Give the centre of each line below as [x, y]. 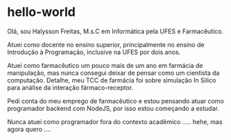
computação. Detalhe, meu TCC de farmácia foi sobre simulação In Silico [112, 80]
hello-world [42, 12]
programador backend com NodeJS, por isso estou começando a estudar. [113, 108]
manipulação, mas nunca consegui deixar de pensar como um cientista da [113, 73]
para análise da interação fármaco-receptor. [70, 87]
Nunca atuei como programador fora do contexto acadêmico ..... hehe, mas [115, 121]
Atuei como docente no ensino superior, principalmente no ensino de [106, 44]
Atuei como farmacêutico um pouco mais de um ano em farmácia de [105, 65]
